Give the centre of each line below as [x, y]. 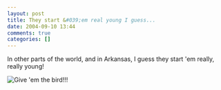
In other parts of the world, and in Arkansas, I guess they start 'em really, [111, 59]
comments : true [29, 33]
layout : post [26, 13]
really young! [26, 66]
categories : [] [29, 39]
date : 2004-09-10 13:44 [41, 26]
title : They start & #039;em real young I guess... [81, 20]
